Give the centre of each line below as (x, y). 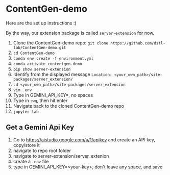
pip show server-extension (42, 69)
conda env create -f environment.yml (53, 58)
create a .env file (31, 161)
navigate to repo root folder (42, 151)
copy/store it (26, 145)
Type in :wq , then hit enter (40, 101)
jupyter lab (26, 112)
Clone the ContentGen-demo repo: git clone (61, 43)
